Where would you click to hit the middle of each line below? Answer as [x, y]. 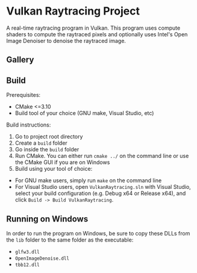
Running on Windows [47, 219]
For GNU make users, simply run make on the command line [88, 180]
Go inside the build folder [47, 150]
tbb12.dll [27, 265]
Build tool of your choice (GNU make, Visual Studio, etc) [84, 113]
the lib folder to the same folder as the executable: [70, 240]
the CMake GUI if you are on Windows [62, 162]
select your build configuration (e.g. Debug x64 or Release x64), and [100, 193]
